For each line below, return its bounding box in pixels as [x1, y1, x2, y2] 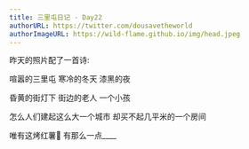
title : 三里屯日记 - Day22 [9, 12, 102, 22]
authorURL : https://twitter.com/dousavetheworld [9, 21, 193, 30]
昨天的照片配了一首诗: [9, 55, 91, 66]
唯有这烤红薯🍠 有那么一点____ [9, 130, 117, 141]
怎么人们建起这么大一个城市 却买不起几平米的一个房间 [9, 112, 206, 122]
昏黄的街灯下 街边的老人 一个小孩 [9, 92, 131, 103]
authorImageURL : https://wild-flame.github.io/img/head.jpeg [9, 29, 241, 38]
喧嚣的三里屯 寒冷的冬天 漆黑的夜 [9, 74, 131, 84]
